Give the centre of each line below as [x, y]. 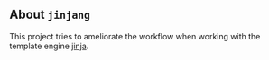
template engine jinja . [49, 46]
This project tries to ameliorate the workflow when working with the [135, 36]
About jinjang [50, 15]
